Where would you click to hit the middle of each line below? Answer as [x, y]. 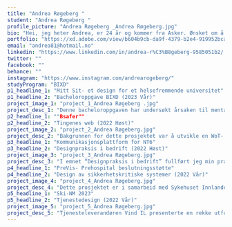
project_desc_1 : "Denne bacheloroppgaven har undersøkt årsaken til [108, 110]
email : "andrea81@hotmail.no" [51, 46]
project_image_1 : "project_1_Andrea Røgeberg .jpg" [83, 104]
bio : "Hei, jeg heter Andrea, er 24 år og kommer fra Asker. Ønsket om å [116, 33]
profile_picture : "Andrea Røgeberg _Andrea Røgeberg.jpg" [92, 26]
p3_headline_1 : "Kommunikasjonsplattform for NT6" [81, 143]
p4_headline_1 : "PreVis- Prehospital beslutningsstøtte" [91, 168]
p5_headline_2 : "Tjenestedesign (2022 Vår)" [72, 200]
